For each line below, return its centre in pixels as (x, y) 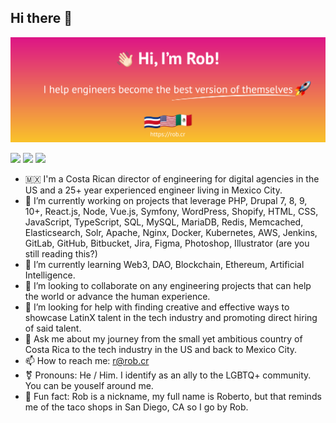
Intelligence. (50, 275)
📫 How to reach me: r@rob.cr (87, 360)
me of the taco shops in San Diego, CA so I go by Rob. (136, 407)
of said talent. (53, 328)
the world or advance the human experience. (117, 296)
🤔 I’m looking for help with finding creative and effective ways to (157, 307)
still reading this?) (61, 253)
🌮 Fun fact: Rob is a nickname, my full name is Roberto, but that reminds (173, 396)
